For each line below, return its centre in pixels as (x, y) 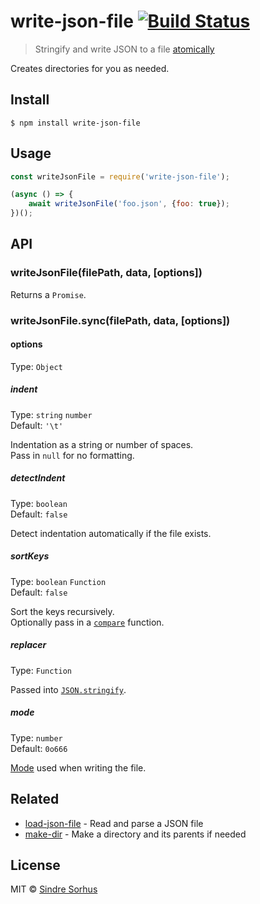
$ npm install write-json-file (75, 123)
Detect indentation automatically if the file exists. (111, 533)
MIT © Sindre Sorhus (54, 889)
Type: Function (41, 670)
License (35, 865)
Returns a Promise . (48, 294)
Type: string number (51, 414)
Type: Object (36, 366)
